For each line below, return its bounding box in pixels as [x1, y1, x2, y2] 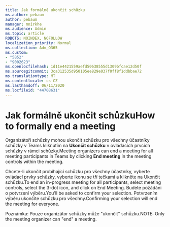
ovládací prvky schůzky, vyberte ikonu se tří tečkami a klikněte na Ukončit [5, 174, 160, 180]
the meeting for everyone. [5, 201, 60, 207]
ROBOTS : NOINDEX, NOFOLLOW [5, 36, 62, 41]
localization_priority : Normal [5, 41, 72, 46]
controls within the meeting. [5, 158, 64, 165]
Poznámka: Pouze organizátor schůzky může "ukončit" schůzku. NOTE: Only [5, 211, 165, 217]
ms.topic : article [5, 31, 44, 36]
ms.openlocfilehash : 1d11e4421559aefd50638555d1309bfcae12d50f [5, 64, 142, 69]
